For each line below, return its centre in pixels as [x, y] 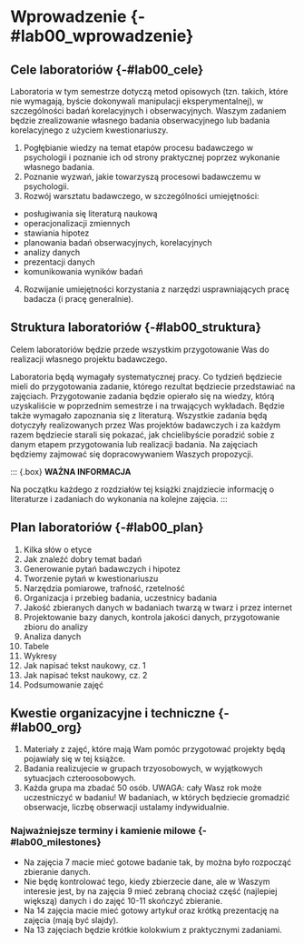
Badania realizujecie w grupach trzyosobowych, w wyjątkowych [143, 768]
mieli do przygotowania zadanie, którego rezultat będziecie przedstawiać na [153, 386]
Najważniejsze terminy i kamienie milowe [103, 831]
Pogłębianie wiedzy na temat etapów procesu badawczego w [138, 148]
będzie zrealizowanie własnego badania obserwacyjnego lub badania [140, 121]
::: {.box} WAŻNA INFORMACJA [71, 471]
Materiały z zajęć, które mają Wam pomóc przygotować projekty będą [154, 749]
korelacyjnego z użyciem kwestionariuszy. [89, 130]
